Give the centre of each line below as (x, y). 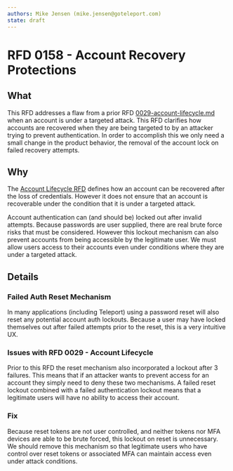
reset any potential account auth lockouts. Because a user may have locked (116, 319)
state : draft (26, 20)
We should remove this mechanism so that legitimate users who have (107, 446)
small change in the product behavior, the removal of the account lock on (113, 142)
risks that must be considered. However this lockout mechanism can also (113, 232)
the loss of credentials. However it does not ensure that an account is (108, 197)
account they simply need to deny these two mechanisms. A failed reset (112, 383)
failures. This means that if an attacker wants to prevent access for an (108, 376)
